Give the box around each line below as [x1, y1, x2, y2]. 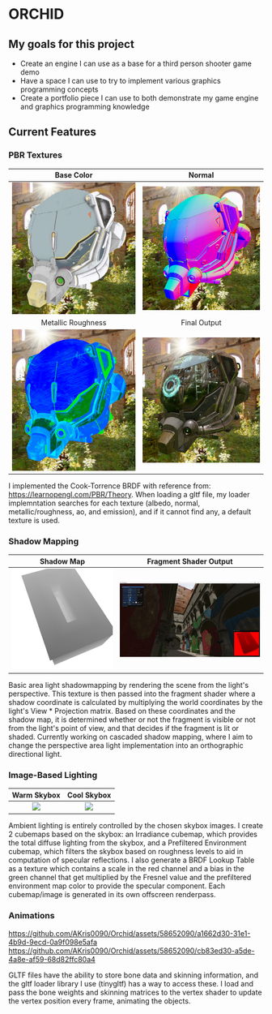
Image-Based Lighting [8, 769, 98, 780]
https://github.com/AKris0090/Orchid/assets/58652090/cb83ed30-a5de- [8, 946, 255, 956]
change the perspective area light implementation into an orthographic [8, 740, 244, 750]
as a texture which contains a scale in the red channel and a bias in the [8, 864, 245, 874]
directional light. [8, 749, 62, 758]
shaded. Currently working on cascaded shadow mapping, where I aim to [8, 732, 253, 741]
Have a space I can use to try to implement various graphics [19, 76, 221, 85]
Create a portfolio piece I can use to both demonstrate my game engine [19, 93, 259, 102]
